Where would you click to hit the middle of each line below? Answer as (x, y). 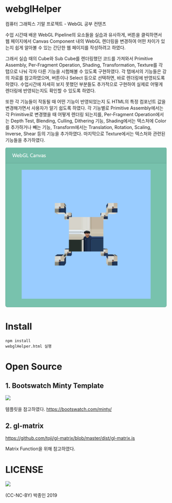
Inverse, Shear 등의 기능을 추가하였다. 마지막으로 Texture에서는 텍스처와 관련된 (85, 134)
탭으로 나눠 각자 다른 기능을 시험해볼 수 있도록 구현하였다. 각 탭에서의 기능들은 (83, 71)
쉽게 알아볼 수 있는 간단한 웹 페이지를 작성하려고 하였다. (70, 47)
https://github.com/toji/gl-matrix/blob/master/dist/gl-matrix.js (70, 438)
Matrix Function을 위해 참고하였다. (40, 449)
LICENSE (24, 470)
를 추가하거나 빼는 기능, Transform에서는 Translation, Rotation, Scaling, (78, 127)
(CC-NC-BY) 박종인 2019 (31, 495)
